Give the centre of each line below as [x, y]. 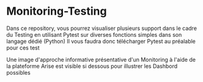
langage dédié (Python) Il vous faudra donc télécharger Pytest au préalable [101, 41]
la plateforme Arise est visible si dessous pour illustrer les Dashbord [92, 66]
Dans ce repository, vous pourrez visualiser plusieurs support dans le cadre [102, 28]
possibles [18, 72]
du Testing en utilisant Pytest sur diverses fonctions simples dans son [94, 34]
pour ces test [23, 48]
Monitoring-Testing [57, 11]
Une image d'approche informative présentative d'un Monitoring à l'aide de [101, 59]
